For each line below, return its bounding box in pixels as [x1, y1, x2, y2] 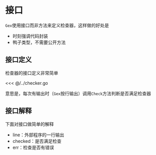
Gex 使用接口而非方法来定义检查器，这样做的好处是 [5, 22, 109, 28]
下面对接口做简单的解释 [5, 121, 54, 127]
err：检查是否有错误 [12, 144, 54, 150]
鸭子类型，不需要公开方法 [12, 39, 66, 45]
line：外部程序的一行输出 [12, 132, 64, 138]
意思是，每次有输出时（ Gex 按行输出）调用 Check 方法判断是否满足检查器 [5, 90, 151, 96]
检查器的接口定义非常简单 [5, 70, 58, 76]
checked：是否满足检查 [12, 138, 62, 144]
